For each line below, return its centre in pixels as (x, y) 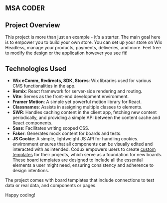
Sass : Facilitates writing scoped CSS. (51, 128)
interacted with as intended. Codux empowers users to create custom (84, 149)
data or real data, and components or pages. (51, 186)
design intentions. (31, 171)
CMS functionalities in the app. (44, 86)
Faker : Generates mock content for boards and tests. (67, 133)
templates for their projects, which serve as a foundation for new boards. (87, 155)
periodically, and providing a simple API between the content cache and (86, 118)
